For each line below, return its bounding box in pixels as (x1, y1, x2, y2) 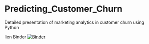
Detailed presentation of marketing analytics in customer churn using (4, 19, 145, 25)
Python (4, 24, 19, 30)
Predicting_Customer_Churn (4, 3, 123, 15)
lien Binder (4, 34, 26, 40)
